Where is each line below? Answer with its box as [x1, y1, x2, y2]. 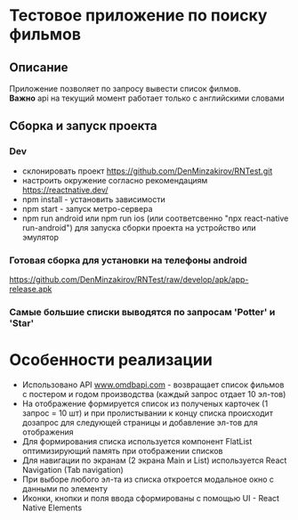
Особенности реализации [9, 350, 213, 370]
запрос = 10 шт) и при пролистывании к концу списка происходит [21, 407, 274, 418]
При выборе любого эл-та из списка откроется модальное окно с [21, 474, 274, 484]
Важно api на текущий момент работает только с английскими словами [9, 93, 285, 103]
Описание [9, 60, 68, 75]
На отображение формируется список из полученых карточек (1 [21, 398, 269, 409]
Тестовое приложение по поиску [9, 5, 268, 26]
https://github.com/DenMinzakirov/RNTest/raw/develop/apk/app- [9, 273, 249, 285]
